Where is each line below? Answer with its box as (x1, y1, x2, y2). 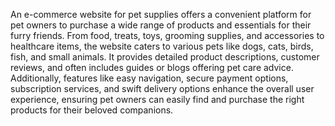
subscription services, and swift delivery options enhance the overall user (10, 83, 315, 94)
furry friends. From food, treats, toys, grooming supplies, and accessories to (10, 30, 325, 41)
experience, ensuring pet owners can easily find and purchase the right (10, 94, 305, 105)
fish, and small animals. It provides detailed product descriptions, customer (10, 51, 320, 63)
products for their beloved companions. (10, 104, 174, 116)
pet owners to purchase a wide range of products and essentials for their (10, 19, 312, 31)
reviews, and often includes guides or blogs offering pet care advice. (10, 62, 294, 73)
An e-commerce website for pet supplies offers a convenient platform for (10, 9, 312, 20)
